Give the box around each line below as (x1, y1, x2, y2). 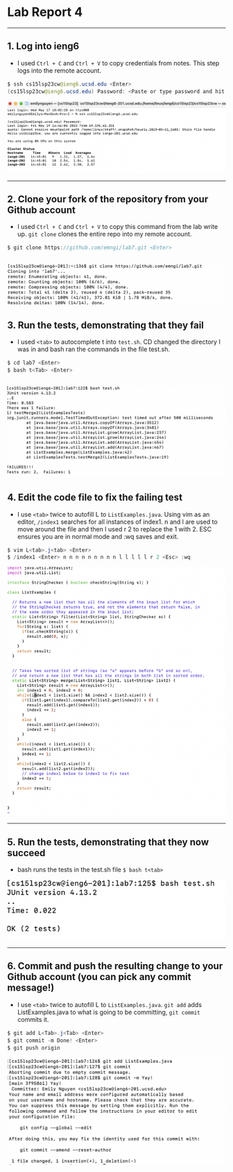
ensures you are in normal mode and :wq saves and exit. (17, 532, 179, 540)
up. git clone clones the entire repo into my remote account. (17, 230, 192, 239)
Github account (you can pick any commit (7, 971, 191, 983)
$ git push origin (7, 1044, 60, 1051)
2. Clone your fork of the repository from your (7, 193, 209, 205)
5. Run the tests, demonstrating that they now (7, 836, 209, 848)
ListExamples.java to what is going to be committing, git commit (17, 1008, 200, 1016)
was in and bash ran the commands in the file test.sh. (17, 345, 171, 353)
